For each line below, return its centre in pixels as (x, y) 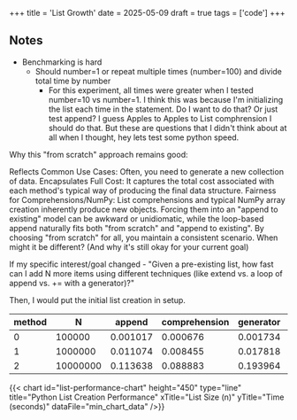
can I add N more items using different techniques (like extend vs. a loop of (146, 273)
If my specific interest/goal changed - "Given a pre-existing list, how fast (141, 264)
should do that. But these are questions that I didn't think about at (168, 128)
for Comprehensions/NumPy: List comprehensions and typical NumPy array (147, 199)
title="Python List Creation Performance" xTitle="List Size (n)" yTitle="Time (147, 397)
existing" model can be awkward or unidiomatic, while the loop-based (137, 218)
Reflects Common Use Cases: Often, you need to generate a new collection (147, 171)
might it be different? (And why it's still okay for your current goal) (129, 246)
